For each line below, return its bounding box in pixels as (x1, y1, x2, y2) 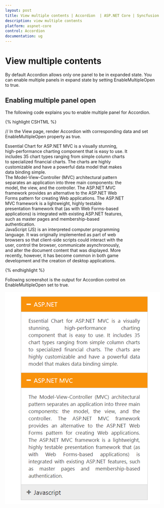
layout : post (5, 8, 32, 13)
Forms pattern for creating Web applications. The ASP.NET (5, 195, 124, 201)
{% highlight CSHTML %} (5, 119, 57, 125)
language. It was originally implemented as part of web (5, 231, 116, 237)
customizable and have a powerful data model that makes (5, 164, 122, 170)
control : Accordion (5, 28, 45, 34)
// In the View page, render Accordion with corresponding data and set (5, 128, 148, 134)
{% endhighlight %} (5, 267, 45, 273)
